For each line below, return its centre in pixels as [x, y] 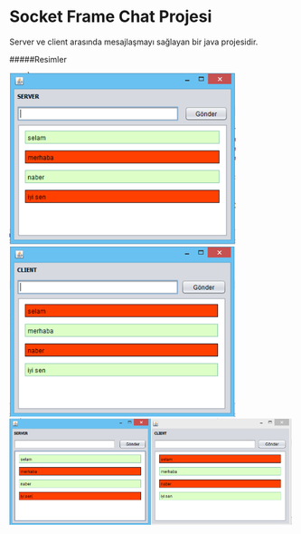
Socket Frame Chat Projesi [111, 17]
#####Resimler [38, 59]
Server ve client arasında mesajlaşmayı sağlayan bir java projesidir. [134, 42]
